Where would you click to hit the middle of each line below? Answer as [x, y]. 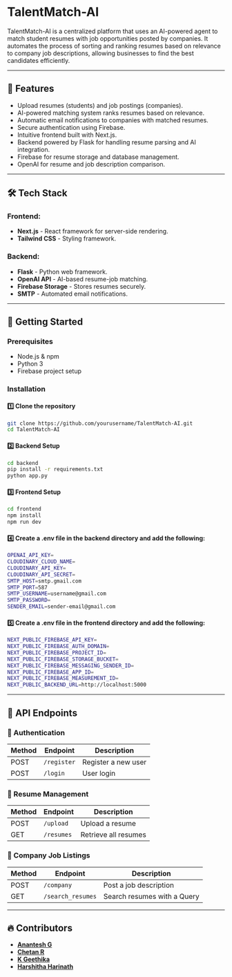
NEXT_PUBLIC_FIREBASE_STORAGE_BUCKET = [63, 659]
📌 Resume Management [48, 794]
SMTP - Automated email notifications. [72, 294]
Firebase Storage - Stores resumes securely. [81, 286]
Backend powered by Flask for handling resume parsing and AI [107, 142]
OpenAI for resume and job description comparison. [91, 164]
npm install [24, 515]
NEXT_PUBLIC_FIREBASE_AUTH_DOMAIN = [58, 647]
